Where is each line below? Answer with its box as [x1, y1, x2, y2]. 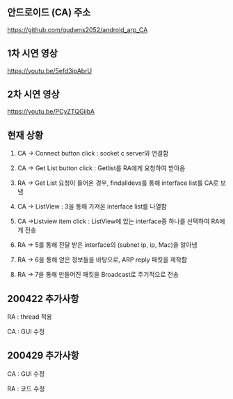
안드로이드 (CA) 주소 [7, 6, 91, 19]
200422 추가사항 [7, 292, 79, 305]
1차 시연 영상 [7, 47, 58, 59]
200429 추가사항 [7, 349, 79, 361]
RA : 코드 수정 [7, 384, 45, 393]
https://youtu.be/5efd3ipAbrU [7, 66, 93, 75]
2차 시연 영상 [7, 89, 60, 100]
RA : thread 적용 [7, 313, 52, 321]
